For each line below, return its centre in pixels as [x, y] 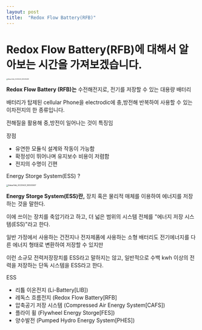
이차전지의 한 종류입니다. [35, 110]
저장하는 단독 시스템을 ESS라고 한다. [61, 265]
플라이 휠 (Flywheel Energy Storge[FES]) [65, 312]
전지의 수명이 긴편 [36, 164]
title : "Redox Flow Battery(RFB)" [51, 18]
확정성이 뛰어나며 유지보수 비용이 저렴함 [62, 156]
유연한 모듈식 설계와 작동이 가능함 [55, 149]
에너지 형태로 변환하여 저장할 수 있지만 [58, 244]
